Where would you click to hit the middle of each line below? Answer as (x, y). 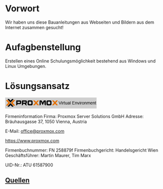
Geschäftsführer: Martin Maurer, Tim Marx (48, 155)
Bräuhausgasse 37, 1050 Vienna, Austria (46, 122)
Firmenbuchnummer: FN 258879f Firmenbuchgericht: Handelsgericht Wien (82, 150)
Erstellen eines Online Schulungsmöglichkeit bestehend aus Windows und (80, 61)
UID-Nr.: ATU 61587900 (29, 165)
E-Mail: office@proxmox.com (35, 131)
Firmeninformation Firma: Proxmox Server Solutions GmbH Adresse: (75, 116)
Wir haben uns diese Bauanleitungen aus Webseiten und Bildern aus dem (80, 22)
